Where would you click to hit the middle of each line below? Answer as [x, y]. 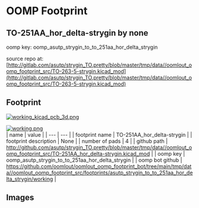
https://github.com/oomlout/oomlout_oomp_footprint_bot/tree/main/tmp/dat [99, 166]
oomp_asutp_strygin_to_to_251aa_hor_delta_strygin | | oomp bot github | [94, 160]
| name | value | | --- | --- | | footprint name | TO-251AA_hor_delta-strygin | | [99, 134]
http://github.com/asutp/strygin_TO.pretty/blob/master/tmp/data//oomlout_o [99, 147]
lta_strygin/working [30, 179]
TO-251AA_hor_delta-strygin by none [77, 33]
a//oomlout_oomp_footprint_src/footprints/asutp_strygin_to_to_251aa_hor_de [99, 172]
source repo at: [25, 59]
